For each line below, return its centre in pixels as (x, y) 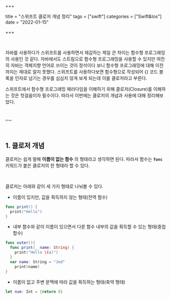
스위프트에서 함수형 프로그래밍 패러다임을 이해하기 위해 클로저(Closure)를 (79, 89)
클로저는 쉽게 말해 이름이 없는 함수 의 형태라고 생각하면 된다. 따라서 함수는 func (84, 159)
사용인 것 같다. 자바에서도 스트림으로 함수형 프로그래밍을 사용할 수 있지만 (83, 59)
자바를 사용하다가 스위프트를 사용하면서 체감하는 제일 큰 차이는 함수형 (74, 52)
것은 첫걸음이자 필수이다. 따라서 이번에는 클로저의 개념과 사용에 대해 (78, 95)
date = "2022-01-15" (27, 22)
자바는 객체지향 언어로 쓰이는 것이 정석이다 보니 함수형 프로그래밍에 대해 (82, 65)
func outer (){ (20, 243)
